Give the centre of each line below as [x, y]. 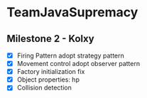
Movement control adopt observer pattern [78, 64]
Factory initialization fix [51, 72]
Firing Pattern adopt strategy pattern [71, 55]
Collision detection [44, 88]
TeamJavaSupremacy [72, 12]
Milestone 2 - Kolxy [50, 39]
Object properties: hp [48, 80]
